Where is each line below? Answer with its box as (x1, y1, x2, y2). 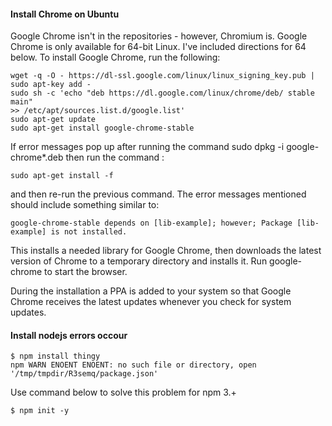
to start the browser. (44, 266, 128, 278)
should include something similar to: (10, 199, 160, 211)
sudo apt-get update (10, 115, 97, 125)
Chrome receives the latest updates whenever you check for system (10, 296, 292, 308)
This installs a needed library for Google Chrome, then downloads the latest (10, 245, 322, 257)
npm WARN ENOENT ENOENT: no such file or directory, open (10, 360, 257, 370)
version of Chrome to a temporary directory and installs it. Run (10, 255, 268, 267)
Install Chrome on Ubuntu (10, 8, 120, 20)
